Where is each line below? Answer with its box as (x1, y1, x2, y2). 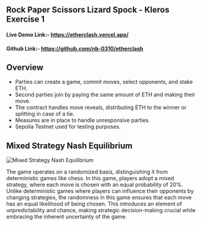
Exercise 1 (6, 14, 45, 25)
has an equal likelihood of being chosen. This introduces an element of (6, 200, 182, 207)
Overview (6, 62, 44, 72)
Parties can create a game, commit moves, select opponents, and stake (14, 78, 193, 86)
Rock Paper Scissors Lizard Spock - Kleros (6, 5, 170, 15)
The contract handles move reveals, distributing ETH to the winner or (14, 104, 187, 111)
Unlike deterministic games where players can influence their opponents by (6, 187, 194, 195)
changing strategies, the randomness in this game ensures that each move (6, 194, 192, 201)
